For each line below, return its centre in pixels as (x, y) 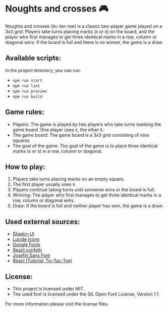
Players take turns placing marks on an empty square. (69, 179)
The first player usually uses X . (44, 184)
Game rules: (25, 112)
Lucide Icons (26, 239)
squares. (22, 140)
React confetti (27, 250)
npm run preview (30, 91)
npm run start (27, 80)
